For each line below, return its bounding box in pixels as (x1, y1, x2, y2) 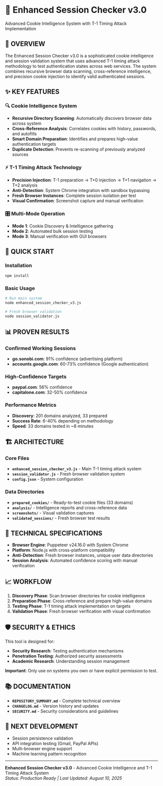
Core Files (5, 455, 30, 461)
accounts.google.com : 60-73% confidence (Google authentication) (12, 361, 149, 367)
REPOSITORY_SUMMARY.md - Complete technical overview (12, 698, 120, 704)
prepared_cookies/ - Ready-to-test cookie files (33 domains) (12, 499, 133, 505)
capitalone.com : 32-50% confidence (12, 389, 87, 395)
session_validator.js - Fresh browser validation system (12, 471, 125, 477)
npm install (5, 273, 29, 278)
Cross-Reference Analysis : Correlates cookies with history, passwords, (12, 126, 157, 132)
